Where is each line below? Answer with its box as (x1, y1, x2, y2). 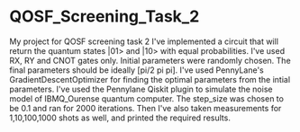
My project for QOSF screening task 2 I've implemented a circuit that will (9, 36, 279, 47)
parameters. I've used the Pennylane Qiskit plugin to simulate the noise (9, 84, 273, 94)
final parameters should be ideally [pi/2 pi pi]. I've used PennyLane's (9, 65, 264, 75)
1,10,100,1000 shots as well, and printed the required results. (9, 112, 232, 123)
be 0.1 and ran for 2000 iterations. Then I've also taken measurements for (9, 102, 282, 113)
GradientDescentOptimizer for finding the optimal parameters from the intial (9, 74, 291, 84)
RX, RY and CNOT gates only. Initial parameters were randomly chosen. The (9, 55, 291, 66)
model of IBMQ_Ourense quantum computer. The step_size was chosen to (9, 92, 284, 104)
